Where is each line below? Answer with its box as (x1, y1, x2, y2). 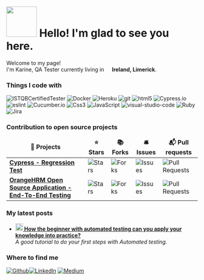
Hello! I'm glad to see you (39, 26, 169, 40)
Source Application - (9, 183, 72, 192)
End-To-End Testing (9, 191, 71, 199)
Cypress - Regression (9, 158, 75, 167)
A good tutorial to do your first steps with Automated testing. (15, 238, 168, 245)
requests (165, 148, 192, 156)
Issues (136, 148, 156, 156)
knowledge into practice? (15, 231, 81, 239)
